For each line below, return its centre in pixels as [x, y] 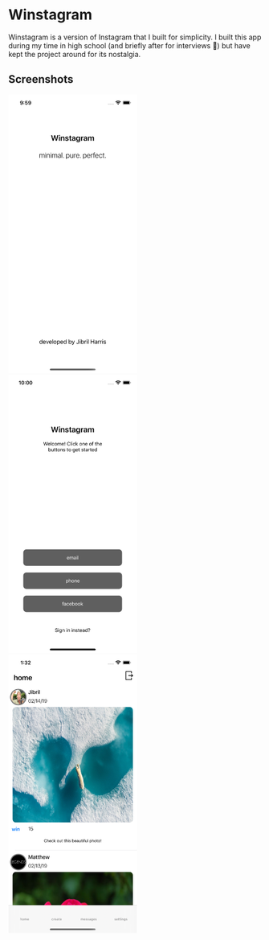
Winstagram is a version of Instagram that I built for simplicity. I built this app [135, 37]
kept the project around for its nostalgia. [75, 54]
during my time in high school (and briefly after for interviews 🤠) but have [129, 45]
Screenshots [41, 79]
